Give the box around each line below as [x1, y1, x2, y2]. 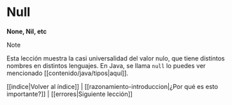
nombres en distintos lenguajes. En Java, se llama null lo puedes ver [6, 61, 206, 70]
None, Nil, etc [6, 27, 47, 35]
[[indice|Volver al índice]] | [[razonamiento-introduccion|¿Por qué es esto [6, 82, 219, 90]
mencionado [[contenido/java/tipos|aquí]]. [6, 69, 129, 77]
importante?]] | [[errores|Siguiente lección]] [6, 90, 133, 98]
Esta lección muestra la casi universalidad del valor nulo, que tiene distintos [6, 54, 225, 63]
